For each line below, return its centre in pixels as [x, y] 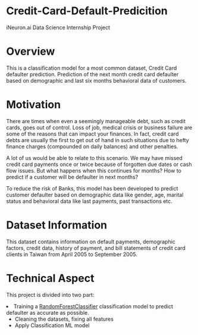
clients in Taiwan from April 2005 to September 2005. [72, 254]
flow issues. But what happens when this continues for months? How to [94, 170]
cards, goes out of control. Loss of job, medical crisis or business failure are [99, 127]
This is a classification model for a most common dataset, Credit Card [92, 68]
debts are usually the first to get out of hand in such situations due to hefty [98, 140]
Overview [31, 51]
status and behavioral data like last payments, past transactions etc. [89, 201]
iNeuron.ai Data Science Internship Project [58, 27]
